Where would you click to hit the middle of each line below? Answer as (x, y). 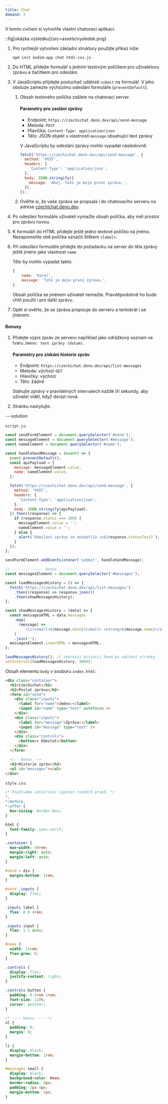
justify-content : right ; (35, 977)
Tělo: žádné (32, 381)
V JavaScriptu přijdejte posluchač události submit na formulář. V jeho (83, 82)
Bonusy (13, 326)
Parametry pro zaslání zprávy (51, 108)
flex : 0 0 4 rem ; (26, 912)
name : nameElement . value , (41, 472)
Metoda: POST (41, 125)
